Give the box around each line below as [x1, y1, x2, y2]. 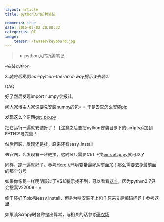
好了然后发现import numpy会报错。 [5, 93, 76, 99]
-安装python [5, 63, 30, 69]
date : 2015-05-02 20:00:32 [5, 25, 60, 30]
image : [5, 34, 19, 39]
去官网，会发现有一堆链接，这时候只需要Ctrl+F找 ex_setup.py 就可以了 [5, 151, 145, 157]
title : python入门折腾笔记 [5, 12, 56, 17]
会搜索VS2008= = [5, 184, 42, 190]
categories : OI [5, 30, 36, 35]
